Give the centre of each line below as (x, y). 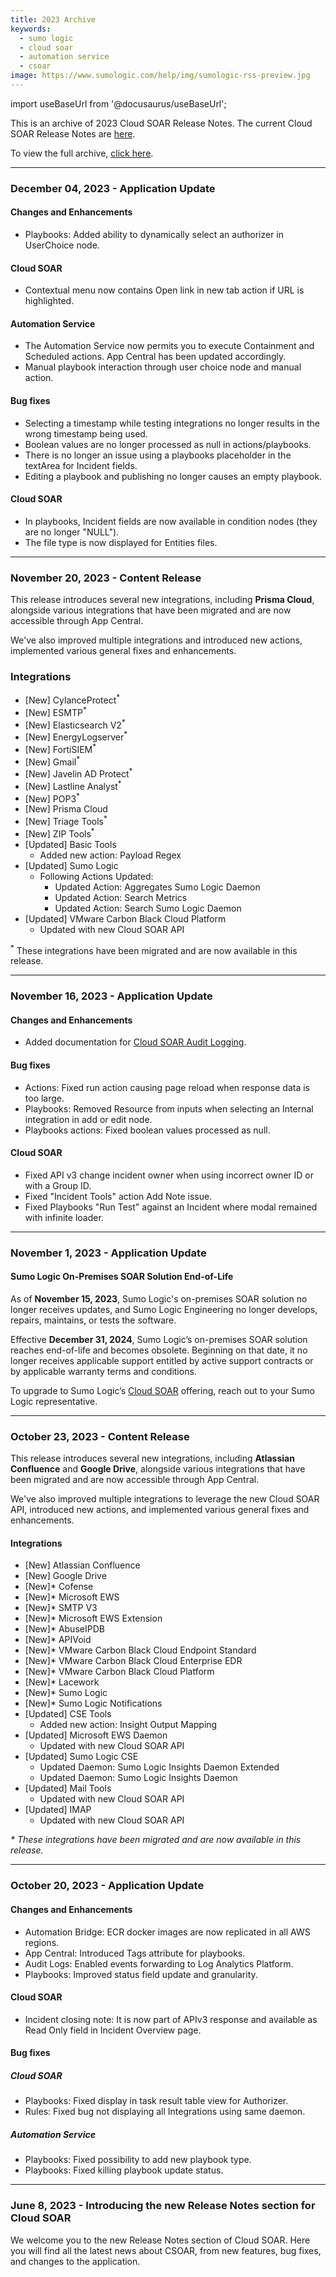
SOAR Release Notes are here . (73, 133)
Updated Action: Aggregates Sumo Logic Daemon (157, 887)
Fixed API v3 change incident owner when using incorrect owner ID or (169, 1175)
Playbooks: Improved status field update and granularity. (141, 1974)
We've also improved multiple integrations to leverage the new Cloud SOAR (165, 1499)
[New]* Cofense (59, 1587)
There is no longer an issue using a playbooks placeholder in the (158, 455)
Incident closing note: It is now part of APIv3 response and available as (171, 2019)
